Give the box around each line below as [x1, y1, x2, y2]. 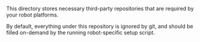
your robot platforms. [6, 11, 59, 18]
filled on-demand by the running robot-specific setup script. [6, 29, 155, 36]
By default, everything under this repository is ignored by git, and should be [6, 23, 193, 30]
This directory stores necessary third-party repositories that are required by [6, 5, 194, 12]
